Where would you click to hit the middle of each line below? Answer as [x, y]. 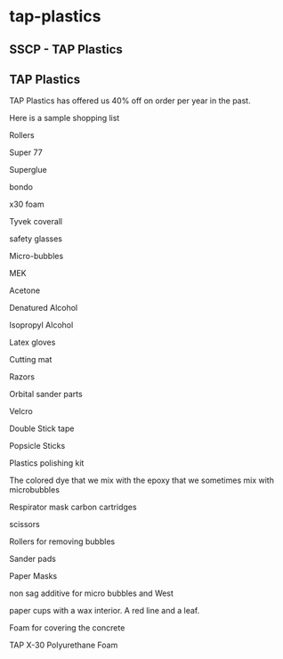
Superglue [28, 170]
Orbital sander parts [46, 395]
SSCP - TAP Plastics [66, 49]
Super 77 [26, 152]
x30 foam [27, 204]
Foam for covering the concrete [67, 628]
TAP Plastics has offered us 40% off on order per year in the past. [130, 101]
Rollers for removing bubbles [62, 541]
